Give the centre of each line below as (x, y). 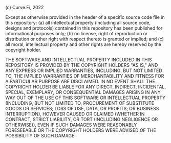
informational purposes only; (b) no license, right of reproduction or (77, 33)
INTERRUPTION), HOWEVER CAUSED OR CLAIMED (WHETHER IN (75, 114)
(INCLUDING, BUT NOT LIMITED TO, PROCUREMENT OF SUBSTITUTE (80, 103)
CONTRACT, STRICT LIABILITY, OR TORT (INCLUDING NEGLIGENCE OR (82, 119)
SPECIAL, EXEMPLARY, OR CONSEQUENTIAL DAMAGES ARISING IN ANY (83, 92)
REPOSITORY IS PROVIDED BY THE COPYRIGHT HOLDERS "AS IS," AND (82, 65)
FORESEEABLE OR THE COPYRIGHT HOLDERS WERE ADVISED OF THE (81, 130)
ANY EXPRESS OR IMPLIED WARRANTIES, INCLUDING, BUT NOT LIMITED (84, 70)
